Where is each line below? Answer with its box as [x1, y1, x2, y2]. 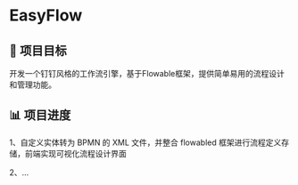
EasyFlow [9, 5, 83, 26]
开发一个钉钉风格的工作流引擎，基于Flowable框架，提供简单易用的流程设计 [9, 68, 286, 78]
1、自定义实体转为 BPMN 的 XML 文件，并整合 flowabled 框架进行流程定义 [9, 137, 282, 148]
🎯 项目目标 [9, 43, 67, 58]
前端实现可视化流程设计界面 [24, 148, 127, 158]
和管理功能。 [9, 79, 56, 90]
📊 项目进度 [9, 108, 71, 123]
